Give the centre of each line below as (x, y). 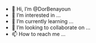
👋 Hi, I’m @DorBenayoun (41, 9)
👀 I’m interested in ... (36, 15)
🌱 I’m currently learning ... (42, 21)
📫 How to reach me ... (38, 34)
